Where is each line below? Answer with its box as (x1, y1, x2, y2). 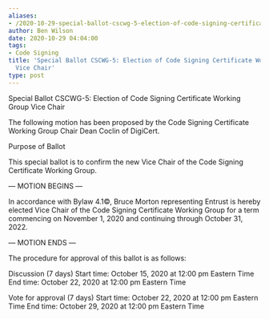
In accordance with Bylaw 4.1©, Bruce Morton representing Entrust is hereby (8, 196, 261, 206)
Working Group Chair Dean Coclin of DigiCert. (8, 126, 160, 135)
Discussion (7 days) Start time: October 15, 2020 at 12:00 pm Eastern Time (8, 269, 255, 278)
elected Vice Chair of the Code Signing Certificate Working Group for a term (8, 205, 260, 215)
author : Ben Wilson (8, 26, 74, 34)
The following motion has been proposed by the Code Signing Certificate (8, 117, 250, 127)
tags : (8, 42, 26, 50)
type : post (8, 71, 45, 79)
